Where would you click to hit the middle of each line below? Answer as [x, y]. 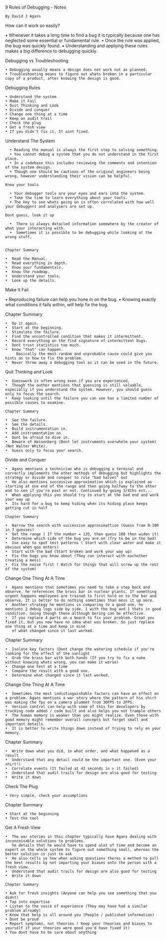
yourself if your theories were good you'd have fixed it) [68, 928]
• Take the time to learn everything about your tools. [69, 198]
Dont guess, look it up [30, 215]
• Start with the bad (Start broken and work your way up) [69, 552]
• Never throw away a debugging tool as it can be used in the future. [82, 363]
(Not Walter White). [27, 446]
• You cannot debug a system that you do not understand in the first [84, 154]
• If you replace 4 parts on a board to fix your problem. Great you [80, 618]
